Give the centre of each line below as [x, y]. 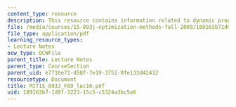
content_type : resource [42, 14]
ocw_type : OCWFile [34, 53]
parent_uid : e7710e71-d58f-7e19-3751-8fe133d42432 [83, 73]
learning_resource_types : [45, 40]
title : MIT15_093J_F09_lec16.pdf [56, 86]
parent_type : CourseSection [48, 66]
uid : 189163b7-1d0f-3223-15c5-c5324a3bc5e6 [72, 92]
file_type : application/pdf [48, 33]
